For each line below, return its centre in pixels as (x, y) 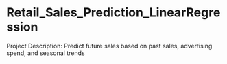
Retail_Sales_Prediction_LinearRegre (113, 13)
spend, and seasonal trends (46, 53)
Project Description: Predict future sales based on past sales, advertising (109, 46)
